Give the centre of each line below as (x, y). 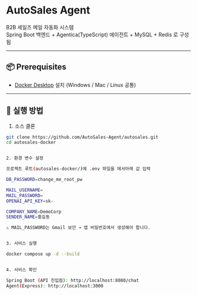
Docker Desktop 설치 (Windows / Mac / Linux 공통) (75, 85)
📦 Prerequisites (36, 67)
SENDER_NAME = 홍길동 (28, 217)
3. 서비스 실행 (21, 244)
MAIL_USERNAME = (25, 190)
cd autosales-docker (31, 143)
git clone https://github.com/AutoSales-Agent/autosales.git (82, 137)
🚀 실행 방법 (25, 111)
